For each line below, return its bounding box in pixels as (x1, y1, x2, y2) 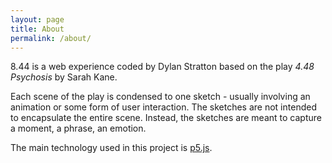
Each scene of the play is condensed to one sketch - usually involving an (10, 91, 311, 103)
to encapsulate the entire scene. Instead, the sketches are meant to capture (10, 112, 322, 124)
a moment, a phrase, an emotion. (10, 122, 147, 135)
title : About (10, 24, 65, 34)
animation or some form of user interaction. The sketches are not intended (10, 101, 317, 113)
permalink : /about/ (10, 33, 92, 43)
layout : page (10, 14, 65, 25)
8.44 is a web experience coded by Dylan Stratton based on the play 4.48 (10, 61, 315, 73)
